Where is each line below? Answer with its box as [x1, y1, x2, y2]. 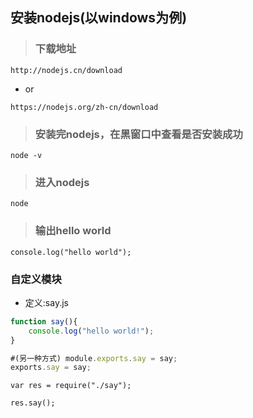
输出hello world [34, 224, 112, 238]
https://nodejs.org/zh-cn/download [10, 102, 159, 112]
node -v [10, 150, 43, 160]
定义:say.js [24, 296, 69, 308]
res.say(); [10, 398, 56, 408]
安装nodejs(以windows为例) [10, 9, 188, 27]
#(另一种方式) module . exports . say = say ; [10, 353, 178, 363]
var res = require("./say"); [10, 381, 132, 391]
